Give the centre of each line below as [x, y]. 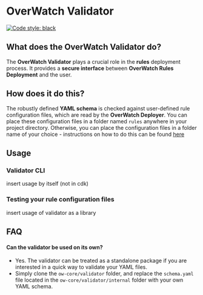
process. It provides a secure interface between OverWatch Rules [90, 68]
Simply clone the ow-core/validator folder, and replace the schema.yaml [104, 274]
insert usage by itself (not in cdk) [48, 184]
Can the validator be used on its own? [55, 247]
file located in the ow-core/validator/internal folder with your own [99, 280]
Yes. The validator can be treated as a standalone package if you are [101, 261]
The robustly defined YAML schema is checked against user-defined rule [98, 108]
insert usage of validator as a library [51, 212]
